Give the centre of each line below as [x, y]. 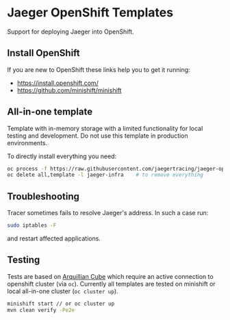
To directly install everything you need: [62, 156]
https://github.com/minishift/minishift [69, 90]
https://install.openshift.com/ [58, 83]
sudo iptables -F [32, 225]
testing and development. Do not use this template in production [98, 136]
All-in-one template [50, 112]
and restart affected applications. [54, 238]
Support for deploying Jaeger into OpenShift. [71, 32]
